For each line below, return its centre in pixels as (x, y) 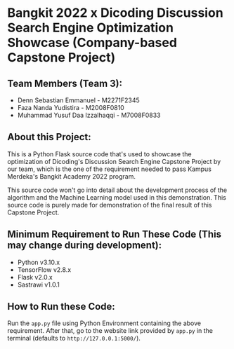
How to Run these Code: (61, 307)
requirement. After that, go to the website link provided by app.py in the (110, 331)
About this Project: (49, 137)
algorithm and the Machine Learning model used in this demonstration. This (117, 197)
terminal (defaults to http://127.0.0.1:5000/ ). (74, 338)
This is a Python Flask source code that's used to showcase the (99, 154)
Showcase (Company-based (92, 43)
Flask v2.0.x (35, 277)
